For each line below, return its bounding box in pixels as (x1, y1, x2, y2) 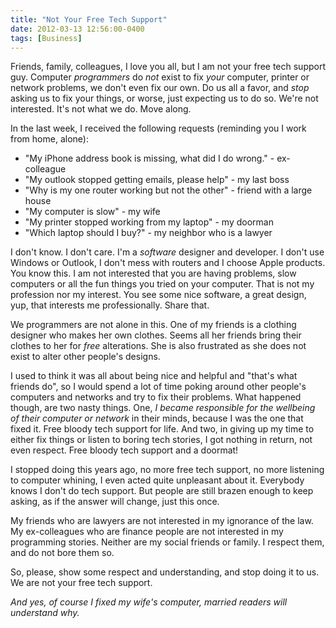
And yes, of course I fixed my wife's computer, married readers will (10, 596, 288, 608)
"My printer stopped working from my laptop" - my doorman (24, 216, 274, 228)
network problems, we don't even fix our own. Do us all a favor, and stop (10, 82, 310, 94)
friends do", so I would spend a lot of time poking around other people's (10, 381, 307, 393)
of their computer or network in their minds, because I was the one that (10, 412, 304, 425)
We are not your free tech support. (10, 577, 153, 589)
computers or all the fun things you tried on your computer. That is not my (10, 278, 315, 290)
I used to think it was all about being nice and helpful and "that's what (10, 370, 298, 382)
